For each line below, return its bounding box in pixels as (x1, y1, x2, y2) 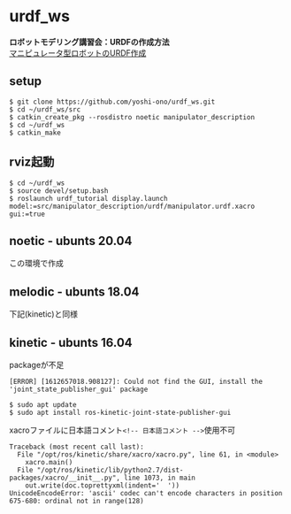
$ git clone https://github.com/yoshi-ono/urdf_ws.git (9, 97, 216, 106)
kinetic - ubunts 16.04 (9, 334, 133, 350)
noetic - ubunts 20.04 (9, 233, 133, 249)
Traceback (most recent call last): (9, 442, 144, 451)
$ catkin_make (9, 128, 62, 137)
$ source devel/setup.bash (9, 186, 109, 196)
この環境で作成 (9, 258, 64, 269)
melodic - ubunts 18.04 (9, 284, 140, 299)
